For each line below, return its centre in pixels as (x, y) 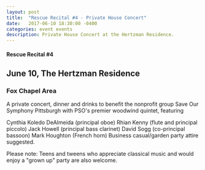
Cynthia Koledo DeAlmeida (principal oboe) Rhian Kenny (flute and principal (102, 122)
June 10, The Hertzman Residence (73, 74)
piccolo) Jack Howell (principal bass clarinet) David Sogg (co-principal (96, 129)
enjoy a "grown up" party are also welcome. (62, 160)
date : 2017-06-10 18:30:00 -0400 (52, 23)
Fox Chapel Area (32, 91)
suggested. (21, 142)
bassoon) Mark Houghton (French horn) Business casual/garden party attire (102, 136)
